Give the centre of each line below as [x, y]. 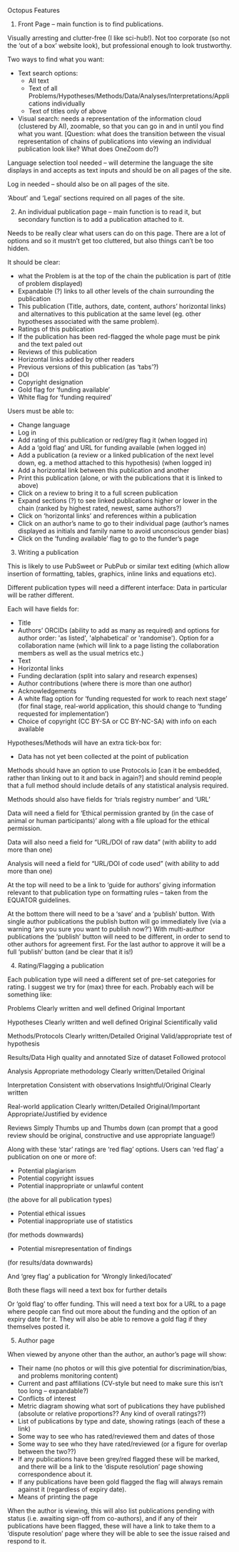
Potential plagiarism [47, 1170]
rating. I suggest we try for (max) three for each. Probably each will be [111, 987]
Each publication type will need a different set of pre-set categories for [112, 979]
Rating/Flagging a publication [61, 965]
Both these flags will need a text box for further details [87, 1290]
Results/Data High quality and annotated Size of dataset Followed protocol [117, 1057]
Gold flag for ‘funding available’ [64, 389]
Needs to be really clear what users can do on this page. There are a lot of [117, 233]
